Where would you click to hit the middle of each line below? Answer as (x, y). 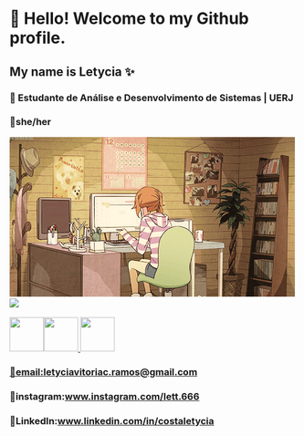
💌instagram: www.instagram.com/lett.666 (105, 396)
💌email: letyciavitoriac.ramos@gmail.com (104, 371)
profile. (38, 38)
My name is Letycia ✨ (72, 72)
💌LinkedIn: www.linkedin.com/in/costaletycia (112, 420)
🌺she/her (31, 122)
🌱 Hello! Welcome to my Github (129, 19)
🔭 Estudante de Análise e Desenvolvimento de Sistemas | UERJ (152, 98)
